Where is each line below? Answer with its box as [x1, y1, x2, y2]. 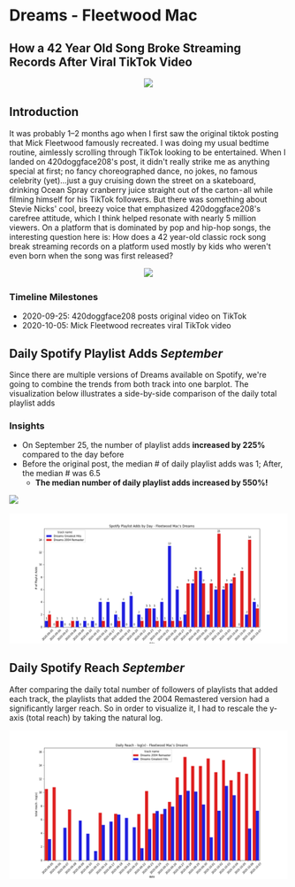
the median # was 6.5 [21, 468, 102, 479]
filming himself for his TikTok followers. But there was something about [9, 194, 268, 204]
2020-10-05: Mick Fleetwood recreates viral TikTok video [21, 320, 231, 331]
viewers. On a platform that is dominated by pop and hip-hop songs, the [9, 222, 271, 233]
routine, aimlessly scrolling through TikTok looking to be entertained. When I [9, 147, 286, 158]
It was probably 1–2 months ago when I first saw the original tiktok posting [9, 127, 279, 138]
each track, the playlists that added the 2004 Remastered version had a [9, 693, 269, 704]
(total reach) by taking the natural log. [26, 712, 163, 722]
